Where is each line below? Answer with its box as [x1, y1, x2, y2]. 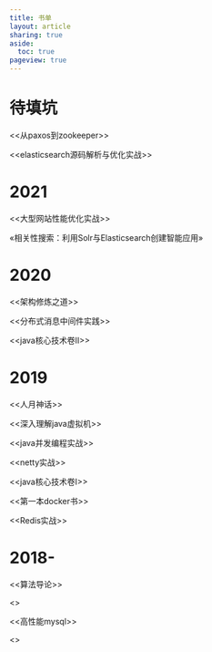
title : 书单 [9, 13, 52, 23]
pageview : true [9, 56, 67, 65]
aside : [9, 38, 35, 48]
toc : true [17, 47, 55, 57]
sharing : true [9, 30, 64, 39]
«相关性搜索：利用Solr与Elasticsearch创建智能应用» [9, 232, 204, 243]
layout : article [9, 22, 71, 31]
